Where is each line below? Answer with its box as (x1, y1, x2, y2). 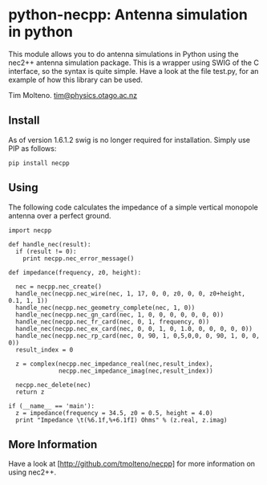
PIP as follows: (8, 143, 57, 153)
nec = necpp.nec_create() (15, 283, 103, 291)
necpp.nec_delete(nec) (15, 381, 91, 389)
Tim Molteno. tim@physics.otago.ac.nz (8, 90, 138, 100)
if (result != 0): (15, 247, 78, 255)
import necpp (8, 226, 52, 234)
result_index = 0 (15, 345, 74, 354)
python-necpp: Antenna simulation (8, 6, 249, 24)
